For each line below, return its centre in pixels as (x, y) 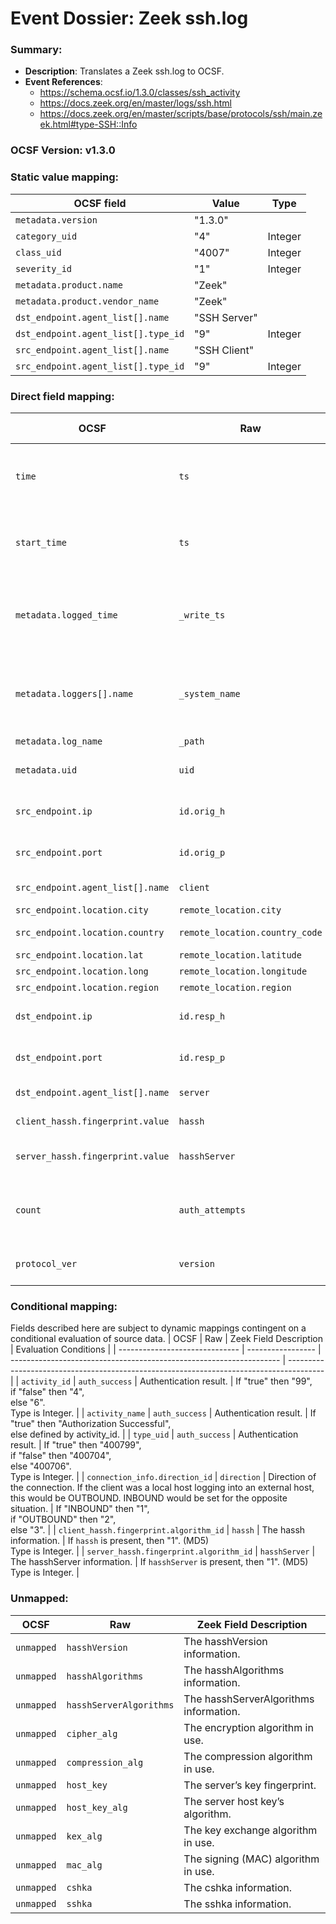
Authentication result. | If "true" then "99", (226, 1381)
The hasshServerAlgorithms (249, 1699)
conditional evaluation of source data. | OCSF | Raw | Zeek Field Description (166, 1339)
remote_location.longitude (243, 971)
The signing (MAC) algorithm (251, 1859)
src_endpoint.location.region (87, 987)
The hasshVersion (225, 1641)
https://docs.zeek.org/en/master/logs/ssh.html (135, 103)
